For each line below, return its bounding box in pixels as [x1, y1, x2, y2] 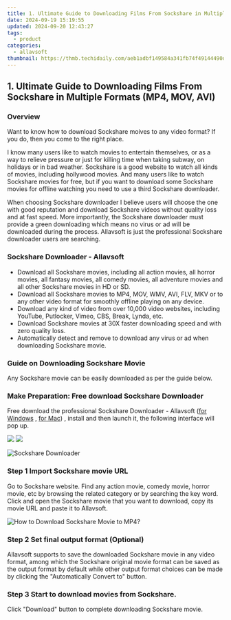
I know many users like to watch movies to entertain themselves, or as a [7, 148, 211, 157]
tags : [7, 29, 23, 37]
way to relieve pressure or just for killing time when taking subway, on [7, 156, 205, 164]
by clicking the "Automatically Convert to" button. [7, 572, 147, 580]
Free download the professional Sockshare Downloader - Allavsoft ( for [7, 407, 208, 415]
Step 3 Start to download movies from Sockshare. [7, 589, 177, 599]
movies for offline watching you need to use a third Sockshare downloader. [7, 185, 220, 193]
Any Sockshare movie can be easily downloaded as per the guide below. [7, 374, 213, 383]
